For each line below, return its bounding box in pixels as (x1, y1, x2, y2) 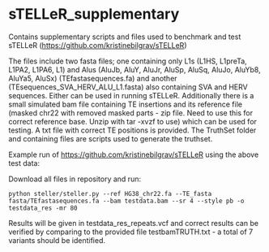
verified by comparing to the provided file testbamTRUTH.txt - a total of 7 (8, 227, 254, 237)
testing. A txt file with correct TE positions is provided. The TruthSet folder (8, 125, 257, 135)
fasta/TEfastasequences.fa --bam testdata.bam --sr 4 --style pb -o (8, 197, 245, 205)
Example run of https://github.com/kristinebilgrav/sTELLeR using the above (8, 150, 259, 159)
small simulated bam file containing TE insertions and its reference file (8, 99, 243, 109)
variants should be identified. (8, 235, 105, 245)
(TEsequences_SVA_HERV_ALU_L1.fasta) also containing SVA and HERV (8, 82, 249, 92)
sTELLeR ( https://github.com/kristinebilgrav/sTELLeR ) (8, 40, 187, 50)
